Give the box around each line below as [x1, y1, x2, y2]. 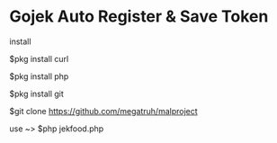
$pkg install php [9, 70, 69, 82]
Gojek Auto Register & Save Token [9, 6, 269, 27]
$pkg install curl [9, 53, 69, 64]
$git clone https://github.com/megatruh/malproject [9, 105, 198, 116]
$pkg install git [9, 88, 65, 99]
